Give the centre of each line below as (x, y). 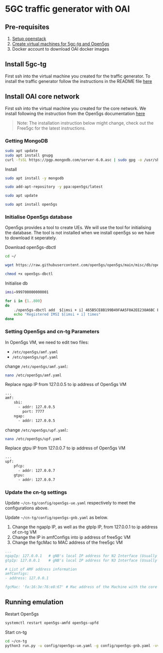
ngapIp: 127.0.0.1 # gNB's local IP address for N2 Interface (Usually (81, 556)
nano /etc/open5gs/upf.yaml (33, 439)
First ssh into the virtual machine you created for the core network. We (76, 108)
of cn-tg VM (24, 532)
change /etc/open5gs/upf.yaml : (37, 430)
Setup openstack (29, 38)
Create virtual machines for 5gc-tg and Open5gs (61, 44)
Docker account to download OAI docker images (60, 49)
